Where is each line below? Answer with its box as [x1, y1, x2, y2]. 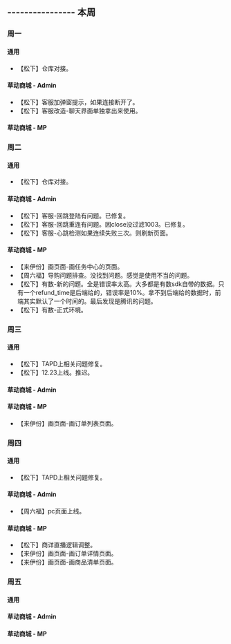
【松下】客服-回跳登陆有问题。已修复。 [17, 211, 130, 220]
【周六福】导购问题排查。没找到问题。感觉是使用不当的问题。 [17, 271, 194, 279]
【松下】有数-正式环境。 [17, 305, 88, 314]
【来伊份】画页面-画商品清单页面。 [17, 558, 118, 567]
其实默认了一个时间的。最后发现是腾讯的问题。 [23, 296, 157, 305]
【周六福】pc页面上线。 [17, 507, 86, 515]
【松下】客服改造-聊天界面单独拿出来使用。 [17, 106, 142, 115]
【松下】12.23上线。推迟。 [17, 368, 94, 377]
